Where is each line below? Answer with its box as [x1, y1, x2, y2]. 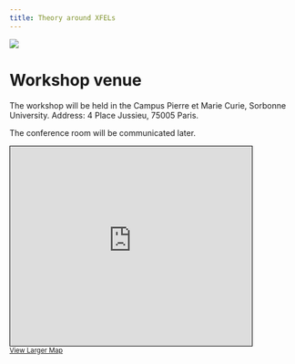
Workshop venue [9, 69, 142, 90]
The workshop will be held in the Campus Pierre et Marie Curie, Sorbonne [9, 99, 287, 110]
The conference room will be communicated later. [9, 127, 197, 138]
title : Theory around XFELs [9, 13, 117, 23]
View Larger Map [9, 346, 64, 355]
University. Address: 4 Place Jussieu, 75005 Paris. [9, 109, 198, 120]
